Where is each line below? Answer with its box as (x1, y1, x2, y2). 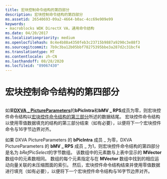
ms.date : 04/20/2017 (5, 31, 49, 36)
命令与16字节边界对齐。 (5, 126, 54, 132)
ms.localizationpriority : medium (5, 36, 75, 41)
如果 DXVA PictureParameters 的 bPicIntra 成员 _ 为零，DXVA (5, 136, 132, 143)
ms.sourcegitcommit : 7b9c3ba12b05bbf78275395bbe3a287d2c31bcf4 (5, 45, 140, 50)
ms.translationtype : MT (5, 49, 55, 54)
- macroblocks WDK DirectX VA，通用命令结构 (5, 26, 94, 31)
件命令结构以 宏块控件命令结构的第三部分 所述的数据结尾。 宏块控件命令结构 (5, 113, 160, 119)
